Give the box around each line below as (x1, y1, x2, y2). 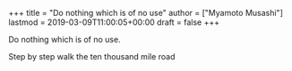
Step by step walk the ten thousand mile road (8, 51, 176, 61)
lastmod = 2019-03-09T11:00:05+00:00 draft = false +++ (8, 17, 220, 28)
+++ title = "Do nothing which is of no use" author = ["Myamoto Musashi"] (8, 8, 283, 18)
